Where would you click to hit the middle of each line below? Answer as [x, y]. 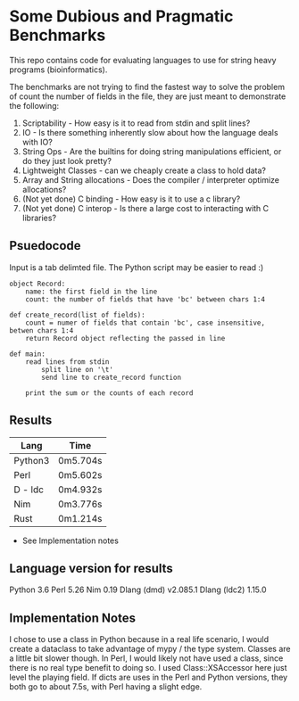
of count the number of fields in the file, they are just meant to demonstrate [148, 96]
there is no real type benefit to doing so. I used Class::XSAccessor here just [148, 668]
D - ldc [29, 490]
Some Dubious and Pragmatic [121, 16]
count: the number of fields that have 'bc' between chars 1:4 [145, 299]
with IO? [37, 142]
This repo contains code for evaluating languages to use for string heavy [143, 60]
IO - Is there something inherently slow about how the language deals [150, 132]
